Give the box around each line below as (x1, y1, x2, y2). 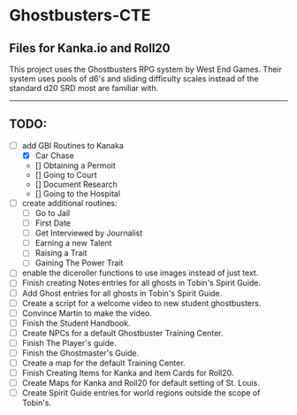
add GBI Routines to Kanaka (21, 140, 124, 150)
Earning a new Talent (34, 238, 112, 249)
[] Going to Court (34, 169, 97, 180)
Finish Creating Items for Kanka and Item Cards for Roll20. (21, 368, 234, 378)
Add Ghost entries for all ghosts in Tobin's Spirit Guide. (21, 288, 223, 298)
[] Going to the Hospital (34, 188, 121, 199)
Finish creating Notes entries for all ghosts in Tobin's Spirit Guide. (21, 278, 262, 288)
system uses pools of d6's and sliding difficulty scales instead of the (9, 73, 259, 84)
